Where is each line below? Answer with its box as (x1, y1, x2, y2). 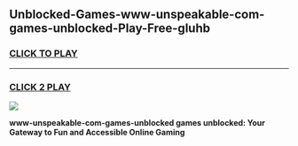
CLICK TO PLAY (9, 48, 78, 60)
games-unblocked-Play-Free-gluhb (9, 21, 211, 36)
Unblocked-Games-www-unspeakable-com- (9, 7, 265, 22)
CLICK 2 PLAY (9, 81, 71, 93)
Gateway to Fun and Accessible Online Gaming (9, 127, 185, 137)
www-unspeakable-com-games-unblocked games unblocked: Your (9, 117, 266, 127)
